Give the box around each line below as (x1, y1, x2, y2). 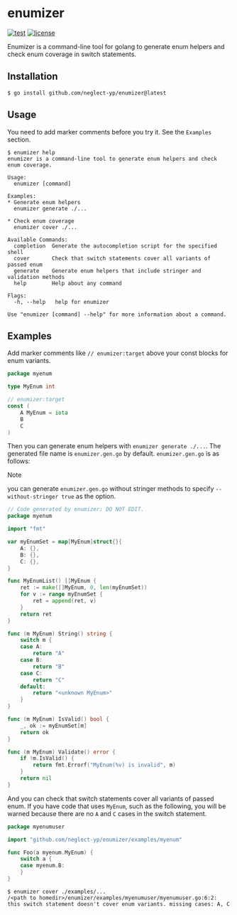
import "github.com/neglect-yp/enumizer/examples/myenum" (7, 836, 182, 843)
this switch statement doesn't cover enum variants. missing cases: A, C (7, 900, 231, 908)
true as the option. (61, 492, 116, 501)
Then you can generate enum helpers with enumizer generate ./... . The (7, 442, 221, 450)
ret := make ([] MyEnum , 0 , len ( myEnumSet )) (20, 584, 148, 591)
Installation (7, 70, 58, 83)
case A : (20, 643, 43, 650)
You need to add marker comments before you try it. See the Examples (7, 127, 211, 136)
